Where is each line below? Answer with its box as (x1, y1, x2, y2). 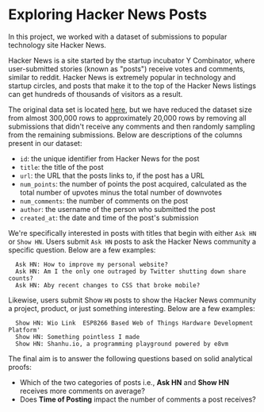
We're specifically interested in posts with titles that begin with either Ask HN (8, 228, 257, 237)
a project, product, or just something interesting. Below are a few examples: (8, 303, 255, 313)
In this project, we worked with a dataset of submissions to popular (8, 32, 228, 41)
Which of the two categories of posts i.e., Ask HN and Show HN (19, 377, 230, 387)
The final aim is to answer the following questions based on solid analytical (8, 353, 253, 363)
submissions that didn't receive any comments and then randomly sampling (8, 121, 255, 131)
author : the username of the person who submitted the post (19, 204, 216, 214)
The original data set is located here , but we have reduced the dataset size (8, 105, 252, 114)
